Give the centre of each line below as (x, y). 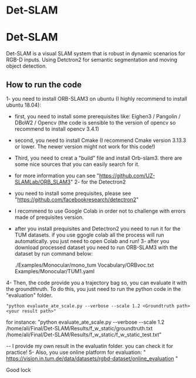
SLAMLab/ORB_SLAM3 (43, 182)
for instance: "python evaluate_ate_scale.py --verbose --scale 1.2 (85, 322)
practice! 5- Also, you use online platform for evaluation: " (76, 352)
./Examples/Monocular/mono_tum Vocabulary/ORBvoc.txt (84, 265)
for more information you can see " (57, 175)
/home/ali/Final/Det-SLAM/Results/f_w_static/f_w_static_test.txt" (84, 334)
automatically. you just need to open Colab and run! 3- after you (92, 241)
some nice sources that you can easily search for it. (77, 164)
